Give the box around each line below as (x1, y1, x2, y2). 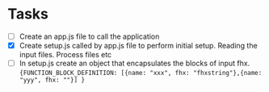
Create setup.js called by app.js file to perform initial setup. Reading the (19, 41, 258, 50)
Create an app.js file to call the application (19, 31, 160, 41)
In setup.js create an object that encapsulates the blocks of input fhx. (19, 58, 250, 69)
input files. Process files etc (19, 50, 112, 60)
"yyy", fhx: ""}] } (19, 76, 86, 85)
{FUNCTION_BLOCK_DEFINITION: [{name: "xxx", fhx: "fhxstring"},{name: (19, 69, 263, 77)
